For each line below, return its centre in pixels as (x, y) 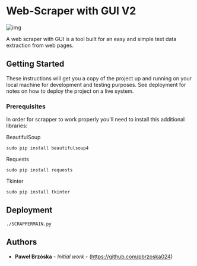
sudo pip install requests (39, 170)
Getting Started (35, 64)
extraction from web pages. (40, 45)
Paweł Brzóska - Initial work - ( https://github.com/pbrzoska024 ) (94, 256)
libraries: (17, 126)
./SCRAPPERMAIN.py (29, 224)
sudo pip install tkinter (38, 192)
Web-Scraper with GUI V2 (71, 11)
